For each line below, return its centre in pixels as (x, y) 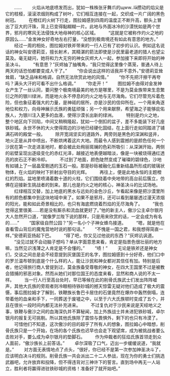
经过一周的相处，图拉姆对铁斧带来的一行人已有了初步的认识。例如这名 (87, 45)
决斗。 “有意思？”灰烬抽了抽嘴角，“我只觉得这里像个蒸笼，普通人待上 (86, 64)
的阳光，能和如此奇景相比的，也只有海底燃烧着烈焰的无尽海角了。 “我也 (84, 204)
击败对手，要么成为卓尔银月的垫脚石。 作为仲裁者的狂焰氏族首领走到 (81, 337)
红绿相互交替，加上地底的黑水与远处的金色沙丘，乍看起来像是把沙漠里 (87, 191)
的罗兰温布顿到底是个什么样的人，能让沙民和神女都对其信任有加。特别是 (80, 261)
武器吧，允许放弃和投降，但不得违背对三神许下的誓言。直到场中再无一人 (80, 362)
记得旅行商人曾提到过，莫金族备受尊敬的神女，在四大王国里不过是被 (89, 267)
